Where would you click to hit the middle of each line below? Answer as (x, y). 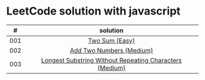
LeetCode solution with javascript (94, 11)
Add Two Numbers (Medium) (112, 50)
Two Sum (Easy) (112, 41)
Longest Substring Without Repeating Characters (111, 60)
